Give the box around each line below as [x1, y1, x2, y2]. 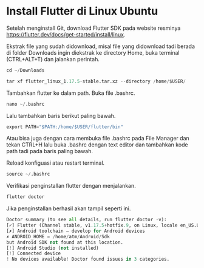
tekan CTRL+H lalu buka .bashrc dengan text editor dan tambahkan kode [6, 141, 188, 148]
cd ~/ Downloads [6, 67, 45, 74]
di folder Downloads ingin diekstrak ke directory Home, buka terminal [6, 49, 180, 56]
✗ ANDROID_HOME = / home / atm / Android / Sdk [6, 233, 110, 239]
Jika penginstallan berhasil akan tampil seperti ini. [6, 205, 131, 212]
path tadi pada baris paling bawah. [6, 148, 93, 155]
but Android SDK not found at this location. [6, 239, 123, 246]
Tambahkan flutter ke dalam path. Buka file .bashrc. [6, 89, 135, 97]
